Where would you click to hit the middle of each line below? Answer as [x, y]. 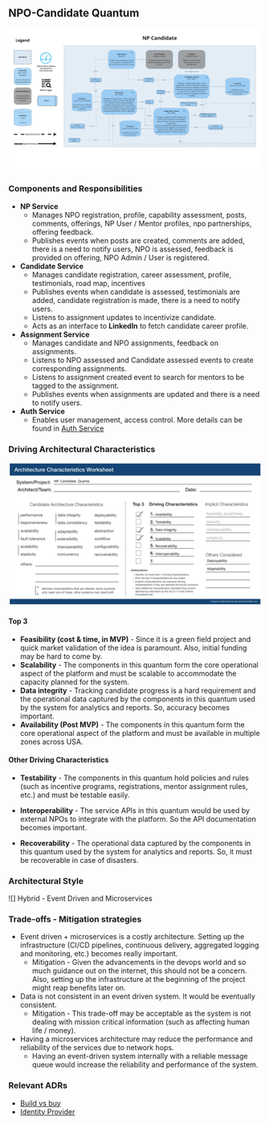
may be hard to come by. [61, 656]
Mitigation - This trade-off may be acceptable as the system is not [141, 1014]
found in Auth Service [68, 428]
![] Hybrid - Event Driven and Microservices [80, 898]
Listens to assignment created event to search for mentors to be [138, 377]
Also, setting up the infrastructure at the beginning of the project [139, 979]
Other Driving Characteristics [59, 760]
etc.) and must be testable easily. [75, 795]
